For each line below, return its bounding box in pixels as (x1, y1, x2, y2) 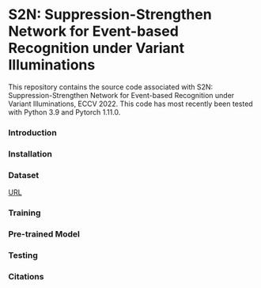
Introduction (8, 127, 57, 138)
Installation (8, 148, 53, 159)
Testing (8, 249, 38, 260)
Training (8, 207, 41, 218)
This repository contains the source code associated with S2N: (8, 81, 214, 92)
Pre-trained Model (8, 228, 81, 239)
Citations (8, 271, 44, 282)
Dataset (8, 169, 40, 180)
